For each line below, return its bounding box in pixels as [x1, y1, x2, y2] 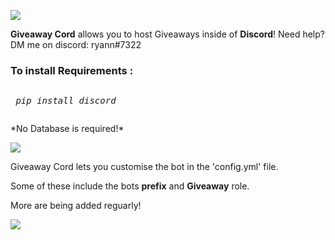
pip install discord [15, 95, 117, 107]
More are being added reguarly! [10, 200, 142, 212]
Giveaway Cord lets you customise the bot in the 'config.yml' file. [10, 161, 279, 173]
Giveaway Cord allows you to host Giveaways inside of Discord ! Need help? [10, 28, 325, 40]
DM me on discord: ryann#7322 [10, 39, 142, 50]
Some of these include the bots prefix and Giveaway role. [10, 180, 250, 192]
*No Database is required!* [10, 123, 125, 135]
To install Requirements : [10, 63, 134, 77]
